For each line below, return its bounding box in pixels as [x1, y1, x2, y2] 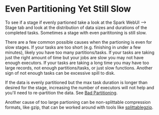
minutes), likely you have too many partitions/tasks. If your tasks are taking [5, 49, 155, 55]
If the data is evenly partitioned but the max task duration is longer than [5, 79, 148, 85]
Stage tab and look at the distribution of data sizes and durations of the [5, 24, 147, 30]
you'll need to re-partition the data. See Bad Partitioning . [5, 90, 118, 96]
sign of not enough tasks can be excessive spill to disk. [5, 70, 115, 76]
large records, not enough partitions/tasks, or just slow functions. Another [5, 65, 153, 71]
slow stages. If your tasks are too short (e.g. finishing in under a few [5, 44, 141, 50]
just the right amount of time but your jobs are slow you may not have [5, 54, 144, 60]
